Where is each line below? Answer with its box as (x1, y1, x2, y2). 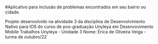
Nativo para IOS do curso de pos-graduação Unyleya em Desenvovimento (5, 24, 154, 29)
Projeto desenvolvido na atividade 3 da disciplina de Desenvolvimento (5, 19, 145, 24)
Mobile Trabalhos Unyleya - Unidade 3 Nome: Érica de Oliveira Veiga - (5, 29, 146, 34)
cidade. (5, 9, 20, 15)
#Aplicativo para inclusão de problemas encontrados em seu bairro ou (5, 4, 146, 10)
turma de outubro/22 (5, 34, 47, 40)
